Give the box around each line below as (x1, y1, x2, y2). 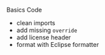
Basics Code (6, 6, 43, 14)
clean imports (16, 19, 56, 26)
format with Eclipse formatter (16, 41, 100, 48)
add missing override (16, 26, 78, 34)
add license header (16, 33, 71, 41)
